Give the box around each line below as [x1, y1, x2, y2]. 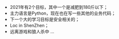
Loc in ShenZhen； [9, 22, 49, 28]
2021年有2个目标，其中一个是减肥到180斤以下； [9, 4, 108, 10]
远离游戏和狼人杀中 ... [9, 29, 55, 34]
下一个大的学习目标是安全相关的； [9, 17, 80, 22]
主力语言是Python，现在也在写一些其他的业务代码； [9, 10, 116, 16]
